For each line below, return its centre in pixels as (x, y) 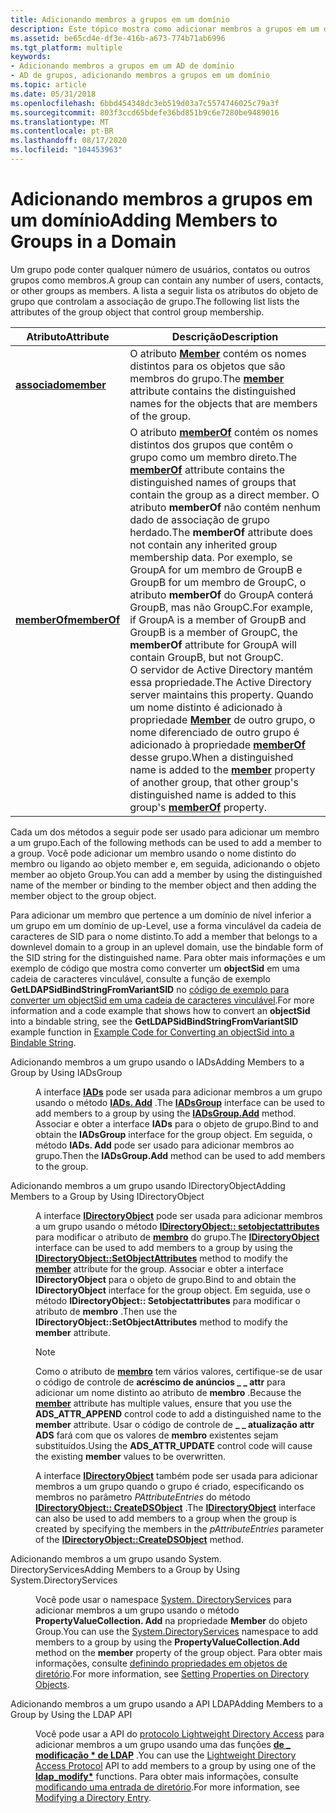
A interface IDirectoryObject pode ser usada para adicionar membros (179, 1215)
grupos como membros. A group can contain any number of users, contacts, (167, 280)
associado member (61, 384)
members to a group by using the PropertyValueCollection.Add (167, 1642)
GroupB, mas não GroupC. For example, (221, 607)
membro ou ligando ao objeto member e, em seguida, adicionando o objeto (165, 863)
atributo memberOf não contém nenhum (225, 507)
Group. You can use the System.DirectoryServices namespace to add (177, 1631)
